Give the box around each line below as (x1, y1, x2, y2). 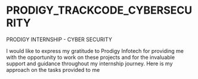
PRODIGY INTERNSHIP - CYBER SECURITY (6, 36, 112, 43)
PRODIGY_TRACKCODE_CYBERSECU (6, 4, 193, 17)
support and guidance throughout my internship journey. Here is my (6, 60, 173, 67)
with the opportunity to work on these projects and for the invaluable (6, 53, 175, 61)
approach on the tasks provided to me (6, 66, 100, 73)
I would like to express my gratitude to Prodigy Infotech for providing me (6, 47, 184, 54)
